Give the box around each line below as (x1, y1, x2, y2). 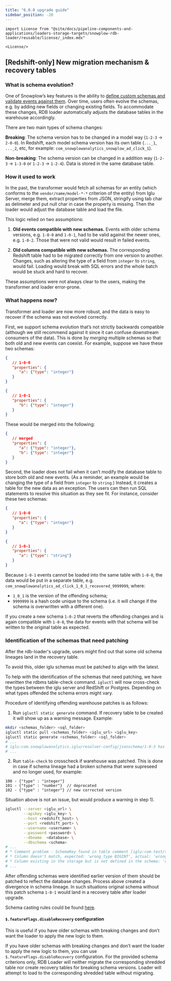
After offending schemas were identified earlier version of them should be (5, 873, 160, 879)
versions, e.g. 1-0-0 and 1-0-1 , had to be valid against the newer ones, (12, 232, 161, 238)
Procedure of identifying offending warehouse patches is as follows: (5, 700, 149, 706)
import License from (5, 26, 49, 31)
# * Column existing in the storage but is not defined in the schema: (5, 859, 160, 864)
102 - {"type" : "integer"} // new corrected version (5, 787, 122, 793)
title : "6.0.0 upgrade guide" (5, 7, 70, 13)
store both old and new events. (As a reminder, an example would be (5, 474, 149, 481)
